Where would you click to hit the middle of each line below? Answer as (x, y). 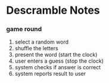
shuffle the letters (36, 48)
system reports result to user (50, 74)
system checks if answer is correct (58, 67)
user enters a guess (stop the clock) (59, 61)
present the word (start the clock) (56, 55)
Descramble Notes (53, 10)
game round (24, 29)
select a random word (41, 42)
